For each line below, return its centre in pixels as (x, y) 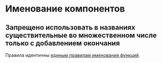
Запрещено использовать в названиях (70, 27)
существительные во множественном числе (81, 35)
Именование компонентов (65, 9)
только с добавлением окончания (63, 43)
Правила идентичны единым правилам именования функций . (73, 55)
